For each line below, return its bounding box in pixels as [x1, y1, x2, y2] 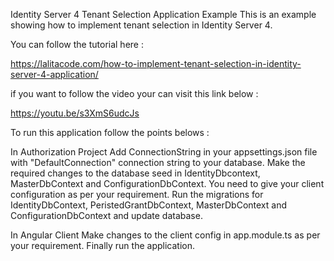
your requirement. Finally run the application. [10, 240, 195, 251]
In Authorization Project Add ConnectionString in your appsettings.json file [10, 146, 318, 158]
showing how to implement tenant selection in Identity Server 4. [10, 19, 273, 31]
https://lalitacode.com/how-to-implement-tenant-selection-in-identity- [10, 58, 302, 69]
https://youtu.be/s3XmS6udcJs [10, 107, 140, 119]
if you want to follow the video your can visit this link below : [10, 88, 259, 99]
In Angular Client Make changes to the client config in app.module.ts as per [10, 229, 321, 241]
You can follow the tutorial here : [10, 39, 144, 50]
